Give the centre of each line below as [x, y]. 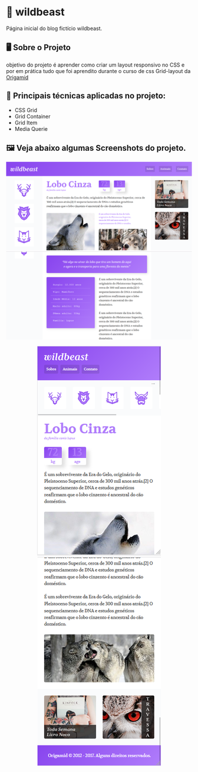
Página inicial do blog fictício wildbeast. [54, 28]
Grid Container [33, 116]
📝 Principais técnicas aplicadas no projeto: [86, 96]
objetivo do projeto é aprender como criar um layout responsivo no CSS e [95, 65]
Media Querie [31, 128]
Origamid [17, 77]
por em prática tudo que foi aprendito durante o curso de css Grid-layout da [98, 71]
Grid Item [26, 123]
